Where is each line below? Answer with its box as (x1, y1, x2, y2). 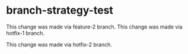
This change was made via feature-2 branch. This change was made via (6, 23, 183, 30)
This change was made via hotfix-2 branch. (6, 41, 113, 48)
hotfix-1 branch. (6, 29, 45, 36)
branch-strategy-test (6, 4, 114, 17)
